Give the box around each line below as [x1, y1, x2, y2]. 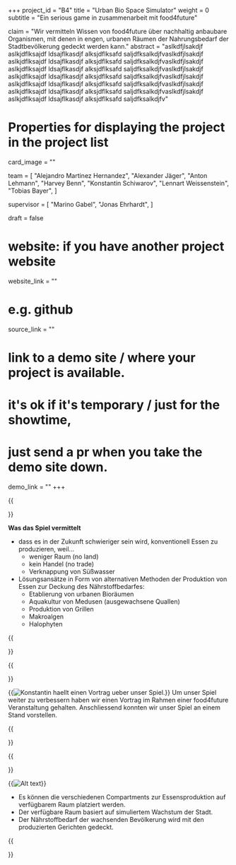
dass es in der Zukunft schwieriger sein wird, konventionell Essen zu [18, 537, 218, 546]
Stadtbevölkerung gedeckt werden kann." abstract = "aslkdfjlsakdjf [8, 42, 203, 50]
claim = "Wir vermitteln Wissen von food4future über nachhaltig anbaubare [8, 28, 228, 35]
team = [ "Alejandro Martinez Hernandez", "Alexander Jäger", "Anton [8, 171, 208, 179]
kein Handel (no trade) [28, 560, 95, 568]
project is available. [8, 365, 126, 381]
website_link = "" [8, 277, 58, 285]
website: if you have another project [8, 239, 225, 255]
